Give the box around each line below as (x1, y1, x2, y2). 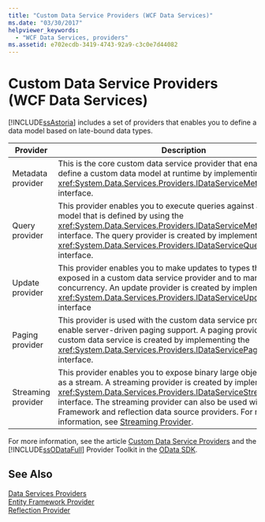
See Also (8, 468, 53, 481)
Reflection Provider (8, 505, 71, 515)
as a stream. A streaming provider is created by (58, 377, 233, 388)
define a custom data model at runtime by (58, 168, 213, 179)
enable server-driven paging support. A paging (58, 325, 234, 336)
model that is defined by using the (58, 211, 184, 222)
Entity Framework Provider (8, 497, 95, 506)
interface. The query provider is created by (58, 230, 217, 241)
